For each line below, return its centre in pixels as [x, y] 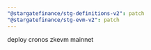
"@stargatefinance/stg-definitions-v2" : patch [76, 13]
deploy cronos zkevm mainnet [50, 39]
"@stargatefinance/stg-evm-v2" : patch [63, 20]
